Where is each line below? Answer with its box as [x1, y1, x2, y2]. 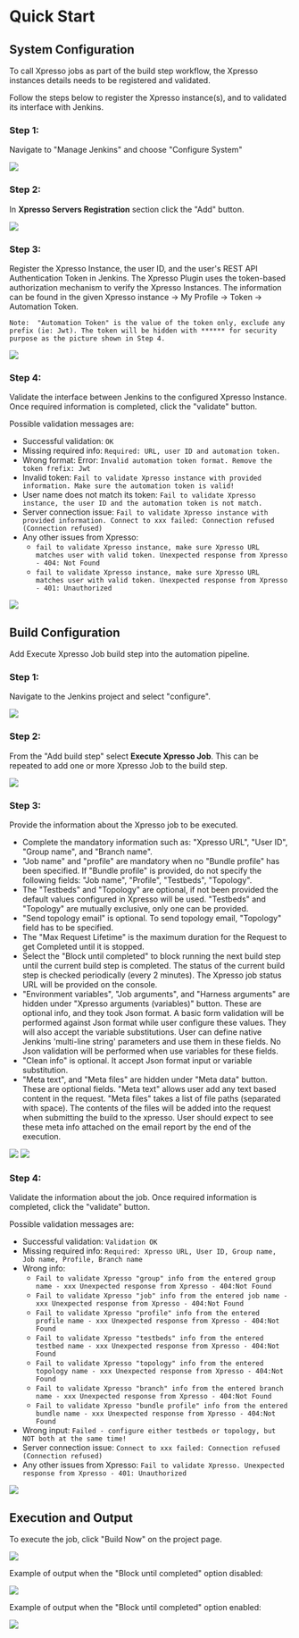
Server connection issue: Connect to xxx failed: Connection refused [21, 1442, 281, 1453]
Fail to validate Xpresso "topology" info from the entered [35, 1359, 264, 1368]
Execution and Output [9, 1510, 134, 1525]
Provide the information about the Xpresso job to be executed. [9, 819, 238, 830]
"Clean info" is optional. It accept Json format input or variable [21, 1054, 253, 1065]
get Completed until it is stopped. [21, 941, 145, 952]
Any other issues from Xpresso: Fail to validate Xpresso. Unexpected [21, 1459, 285, 1471]
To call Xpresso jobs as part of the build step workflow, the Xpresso [9, 65, 259, 76]
